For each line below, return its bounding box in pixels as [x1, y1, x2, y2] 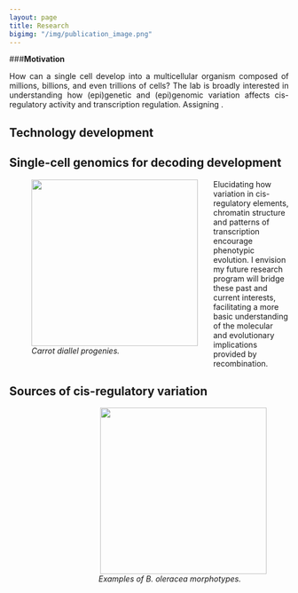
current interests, [213, 292, 277, 303]
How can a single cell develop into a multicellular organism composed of [9, 71, 289, 82]
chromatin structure [213, 207, 286, 217]
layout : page [9, 12, 58, 22]
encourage [213, 235, 253, 246]
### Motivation [9, 54, 65, 65]
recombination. [213, 358, 269, 368]
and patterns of [213, 217, 271, 227]
